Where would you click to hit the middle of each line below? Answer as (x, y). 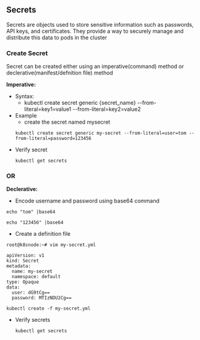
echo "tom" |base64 (31, 212)
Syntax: (25, 96)
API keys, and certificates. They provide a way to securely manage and (95, 31)
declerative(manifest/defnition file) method (60, 73)
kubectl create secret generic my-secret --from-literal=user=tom (101, 133)
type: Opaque (23, 282)
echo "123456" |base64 (35, 223)
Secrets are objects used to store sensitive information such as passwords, (100, 24)
